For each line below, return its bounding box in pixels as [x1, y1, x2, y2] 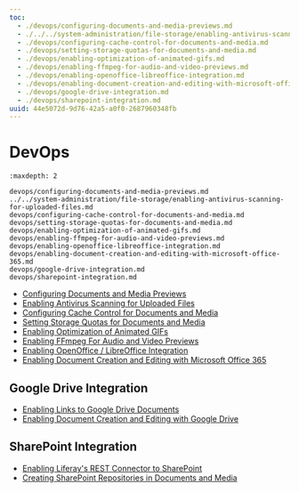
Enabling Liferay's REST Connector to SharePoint [21, 463, 203, 473]
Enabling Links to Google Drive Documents [21, 404, 180, 415]
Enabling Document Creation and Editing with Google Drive [21, 414, 238, 423]
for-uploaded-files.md [9, 203, 93, 212]
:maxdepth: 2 [9, 172, 58, 181]
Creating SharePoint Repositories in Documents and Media [21, 472, 238, 483]
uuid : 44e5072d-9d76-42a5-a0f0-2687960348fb [9, 104, 177, 113]
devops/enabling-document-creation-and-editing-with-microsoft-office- [9, 250, 280, 259]
